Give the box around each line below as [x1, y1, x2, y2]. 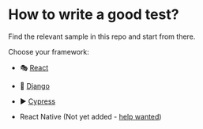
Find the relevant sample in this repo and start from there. [8, 32, 196, 41]
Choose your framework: [8, 47, 89, 56]
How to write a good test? [8, 6, 179, 24]
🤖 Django [19, 81, 50, 90]
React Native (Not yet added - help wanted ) [19, 112, 162, 121]
